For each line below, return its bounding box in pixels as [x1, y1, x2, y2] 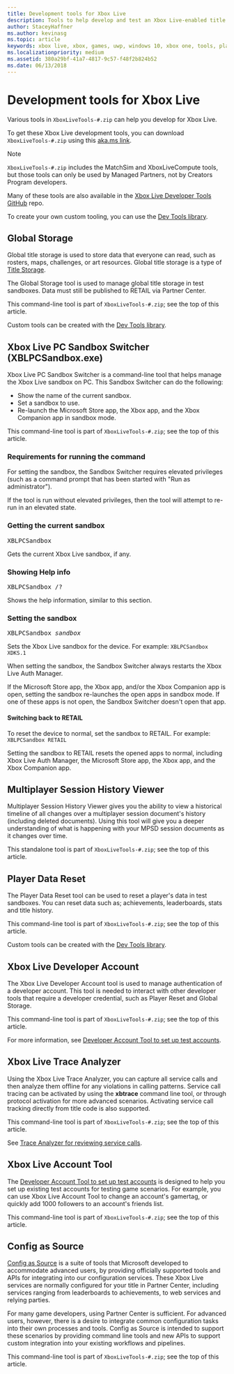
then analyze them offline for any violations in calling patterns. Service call [7, 1081, 221, 1090]
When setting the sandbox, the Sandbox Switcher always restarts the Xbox [7, 662, 222, 670]
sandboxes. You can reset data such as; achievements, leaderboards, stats [7, 899, 223, 907]
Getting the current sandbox [7, 520, 105, 530]
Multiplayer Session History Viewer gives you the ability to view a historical [7, 802, 222, 810]
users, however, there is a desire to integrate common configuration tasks [7, 1317, 219, 1325]
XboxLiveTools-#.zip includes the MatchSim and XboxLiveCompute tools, [7, 163, 218, 171]
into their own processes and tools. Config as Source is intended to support [7, 1325, 224, 1333]
